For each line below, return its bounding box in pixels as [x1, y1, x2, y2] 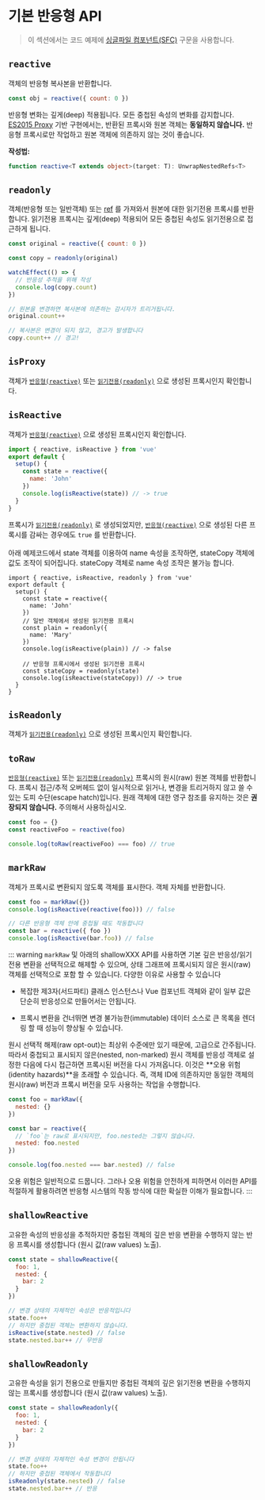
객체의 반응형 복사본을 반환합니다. [8, 79, 112, 88]
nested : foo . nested [15, 1139, 80, 1147]
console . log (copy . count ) [15, 283, 97, 291]
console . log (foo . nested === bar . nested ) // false [8, 1161, 176, 1169]
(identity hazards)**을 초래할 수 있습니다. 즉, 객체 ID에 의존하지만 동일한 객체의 [8, 1070, 255, 1079]
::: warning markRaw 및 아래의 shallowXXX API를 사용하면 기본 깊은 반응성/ [8, 949, 240, 959]
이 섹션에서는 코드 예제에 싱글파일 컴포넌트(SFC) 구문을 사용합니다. [27, 35, 235, 44]
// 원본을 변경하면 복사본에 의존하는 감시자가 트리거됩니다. [8, 305, 176, 313]
